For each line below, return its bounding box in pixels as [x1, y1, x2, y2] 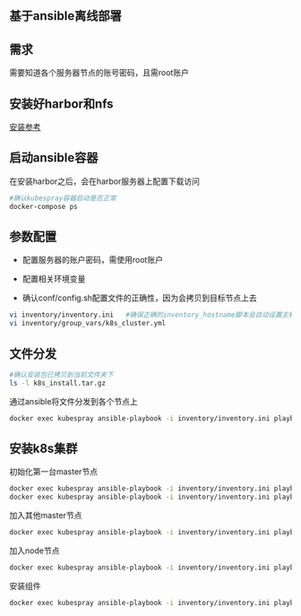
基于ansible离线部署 [9, 8, 123, 24]
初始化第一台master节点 [9, 466, 99, 477]
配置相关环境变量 [21, 273, 86, 284]
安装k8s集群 [9, 440, 78, 455]
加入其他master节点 [9, 510, 82, 521]
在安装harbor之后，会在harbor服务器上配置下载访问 [9, 176, 200, 187]
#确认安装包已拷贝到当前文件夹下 [9, 370, 114, 379]
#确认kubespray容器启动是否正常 [9, 194, 116, 203]
